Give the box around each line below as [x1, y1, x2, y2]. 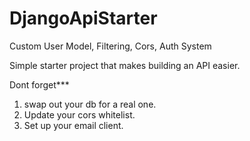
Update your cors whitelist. [23, 108, 136, 121]
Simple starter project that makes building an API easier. [9, 59, 241, 71]
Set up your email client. [23, 119, 124, 131]
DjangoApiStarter [9, 7, 158, 30]
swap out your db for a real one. [23, 98, 157, 110]
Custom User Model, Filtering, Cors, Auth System [9, 40, 212, 52]
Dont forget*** [9, 78, 70, 91]
